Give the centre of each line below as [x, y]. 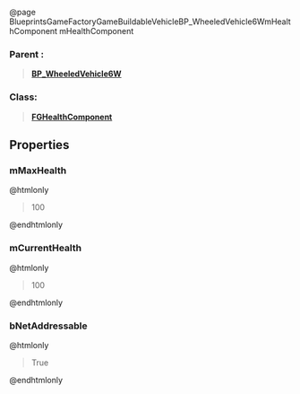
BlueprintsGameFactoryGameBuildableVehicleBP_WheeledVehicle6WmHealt [150, 22]
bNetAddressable [48, 326]
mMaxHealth [38, 171]
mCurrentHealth [46, 248]
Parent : [27, 54]
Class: [23, 97]
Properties [39, 145]
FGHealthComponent [72, 117]
